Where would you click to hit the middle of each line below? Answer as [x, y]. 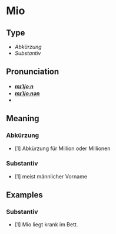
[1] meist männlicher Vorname [51, 176]
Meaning [23, 118]
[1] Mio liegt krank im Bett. [46, 225]
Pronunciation [33, 72]
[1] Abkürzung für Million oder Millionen [62, 148]
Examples [24, 195]
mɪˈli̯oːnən [27, 93]
